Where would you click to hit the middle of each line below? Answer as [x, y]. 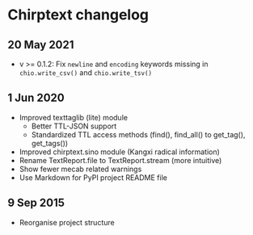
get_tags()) [50, 143]
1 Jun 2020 [36, 98]
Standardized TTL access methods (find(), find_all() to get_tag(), [138, 134]
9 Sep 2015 [36, 203]
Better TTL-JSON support [74, 126]
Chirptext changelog [78, 15]
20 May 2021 [41, 45]
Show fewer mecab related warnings [80, 169]
